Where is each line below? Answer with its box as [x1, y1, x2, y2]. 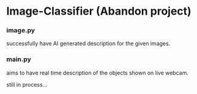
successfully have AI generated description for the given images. [6, 40, 171, 47]
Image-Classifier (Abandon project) [6, 4, 191, 18]
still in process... [6, 81, 48, 88]
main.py [6, 55, 32, 63]
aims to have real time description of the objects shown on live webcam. [6, 69, 188, 76]
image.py [6, 26, 35, 35]
